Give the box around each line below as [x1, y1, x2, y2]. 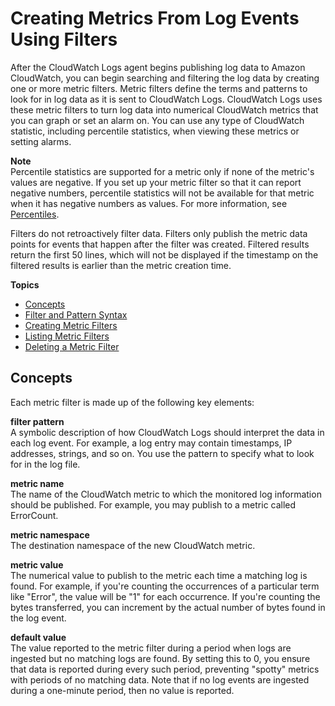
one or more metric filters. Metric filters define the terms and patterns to [10, 82, 308, 94]
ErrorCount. [10, 509, 59, 521]
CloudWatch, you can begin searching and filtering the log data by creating [10, 72, 320, 84]
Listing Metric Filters [24, 330, 110, 342]
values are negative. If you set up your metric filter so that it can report [10, 176, 302, 188]
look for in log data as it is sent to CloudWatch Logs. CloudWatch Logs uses [10, 93, 323, 105]
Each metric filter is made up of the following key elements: [10, 396, 255, 408]
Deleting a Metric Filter [24, 340, 120, 352]
